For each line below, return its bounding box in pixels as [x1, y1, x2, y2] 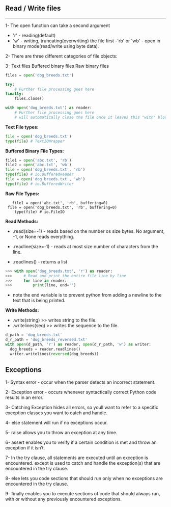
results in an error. [5, 394, 44, 401]
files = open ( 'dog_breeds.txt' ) [5, 72, 74, 78]
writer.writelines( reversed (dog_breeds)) [10, 351, 99, 356]
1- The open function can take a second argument [5, 22, 110, 29]
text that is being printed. [12, 298, 66, 304]
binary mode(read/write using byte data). [12, 43, 99, 49]
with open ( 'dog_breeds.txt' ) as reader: [5, 105, 93, 111]
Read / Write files [5, 4, 61, 13]
